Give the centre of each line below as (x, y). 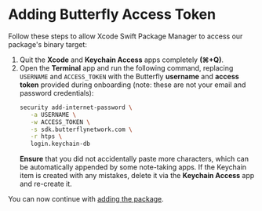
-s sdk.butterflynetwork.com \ (81, 129)
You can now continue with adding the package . (86, 199)
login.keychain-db (60, 144)
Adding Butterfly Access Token (112, 15)
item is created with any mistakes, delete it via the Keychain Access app (137, 176)
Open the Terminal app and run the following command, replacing (126, 67)
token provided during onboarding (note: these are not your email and (133, 85)
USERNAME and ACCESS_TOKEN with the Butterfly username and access (129, 76)
